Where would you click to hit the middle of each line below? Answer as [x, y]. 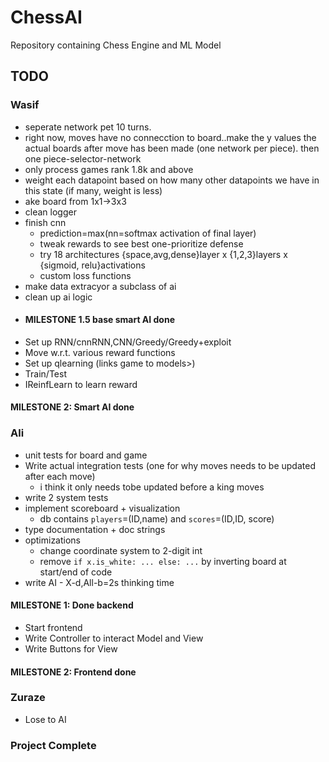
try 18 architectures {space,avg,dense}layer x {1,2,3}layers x [163, 254]
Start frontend [53, 627]
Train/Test [45, 373]
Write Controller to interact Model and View [114, 638]
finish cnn [45, 222]
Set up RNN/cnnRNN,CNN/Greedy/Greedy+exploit [128, 342]
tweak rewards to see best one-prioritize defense [141, 243]
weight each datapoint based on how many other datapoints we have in [172, 180]
